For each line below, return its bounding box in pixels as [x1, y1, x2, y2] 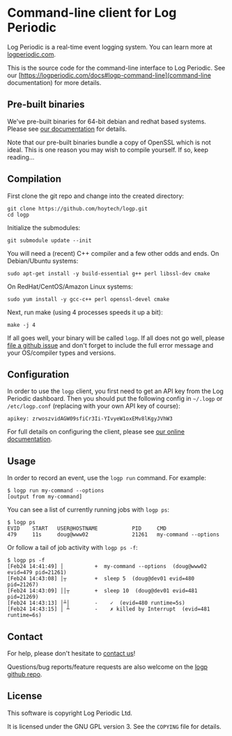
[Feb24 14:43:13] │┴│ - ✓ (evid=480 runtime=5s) [7, 599, 186, 607]
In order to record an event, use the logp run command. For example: [7, 474, 207, 482]
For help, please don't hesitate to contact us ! [7, 650, 136, 657]
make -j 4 [7, 321, 36, 328]
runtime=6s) [7, 612, 42, 619]
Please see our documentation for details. [7, 124, 127, 133]
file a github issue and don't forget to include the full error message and [7, 341, 214, 349]
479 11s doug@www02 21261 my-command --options [7, 531, 219, 538]
